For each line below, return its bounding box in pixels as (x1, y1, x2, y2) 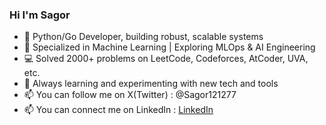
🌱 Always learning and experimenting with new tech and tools (23, 78, 279, 90)
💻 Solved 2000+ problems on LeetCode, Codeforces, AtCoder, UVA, (23, 53, 309, 65)
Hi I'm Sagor (9, 8, 71, 22)
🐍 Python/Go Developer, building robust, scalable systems (23, 31, 264, 43)
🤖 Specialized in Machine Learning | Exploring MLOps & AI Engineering (23, 41, 316, 53)
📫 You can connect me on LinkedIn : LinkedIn (23, 104, 214, 116)
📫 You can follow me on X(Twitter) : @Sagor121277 (23, 89, 237, 101)
